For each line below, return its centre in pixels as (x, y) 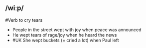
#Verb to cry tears (24, 20)
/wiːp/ (14, 8)
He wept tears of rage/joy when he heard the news (65, 35)
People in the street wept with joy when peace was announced (77, 30)
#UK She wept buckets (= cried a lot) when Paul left (66, 40)
